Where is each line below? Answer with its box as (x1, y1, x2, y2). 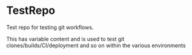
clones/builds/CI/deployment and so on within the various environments (6, 42, 186, 49)
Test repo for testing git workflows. (6, 24, 94, 31)
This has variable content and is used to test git (6, 35, 125, 42)
